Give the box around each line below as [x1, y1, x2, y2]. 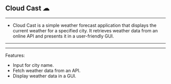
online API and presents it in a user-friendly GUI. [12, 33, 115, 39]
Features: [5, 52, 25, 58]
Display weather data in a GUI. [12, 73, 76, 79]
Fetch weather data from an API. [12, 67, 81, 73]
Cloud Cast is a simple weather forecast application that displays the [12, 22, 157, 28]
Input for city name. [12, 62, 54, 68]
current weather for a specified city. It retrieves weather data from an [12, 27, 158, 33]
